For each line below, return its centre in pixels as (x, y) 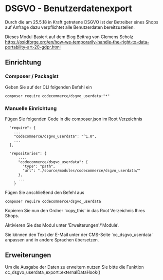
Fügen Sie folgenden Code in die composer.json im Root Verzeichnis (74, 119)
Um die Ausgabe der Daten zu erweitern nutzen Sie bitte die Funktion (74, 267)
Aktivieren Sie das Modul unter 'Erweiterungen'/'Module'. (62, 225)
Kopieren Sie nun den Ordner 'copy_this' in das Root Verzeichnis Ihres (75, 210)
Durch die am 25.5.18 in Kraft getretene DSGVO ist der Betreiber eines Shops (82, 22)
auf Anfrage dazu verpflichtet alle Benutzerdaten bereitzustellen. (70, 27)
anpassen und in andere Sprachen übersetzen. (52, 239)
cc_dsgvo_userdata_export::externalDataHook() (53, 272)
